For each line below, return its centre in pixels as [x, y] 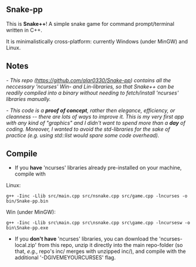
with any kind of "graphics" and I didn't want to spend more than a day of [96, 123]
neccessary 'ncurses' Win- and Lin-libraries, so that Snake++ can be [90, 86]
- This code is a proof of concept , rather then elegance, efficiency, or [91, 110]
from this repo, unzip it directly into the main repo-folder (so [110, 245]
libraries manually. [28, 99]
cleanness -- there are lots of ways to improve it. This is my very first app [95, 116]
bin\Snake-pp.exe [27, 228]
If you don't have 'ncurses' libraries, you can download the [86, 239]
